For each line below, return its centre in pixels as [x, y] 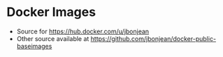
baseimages [34, 46]
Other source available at [53, 38]
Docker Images [51, 12]
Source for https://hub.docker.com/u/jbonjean [83, 31]
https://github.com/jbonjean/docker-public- [153, 38]
